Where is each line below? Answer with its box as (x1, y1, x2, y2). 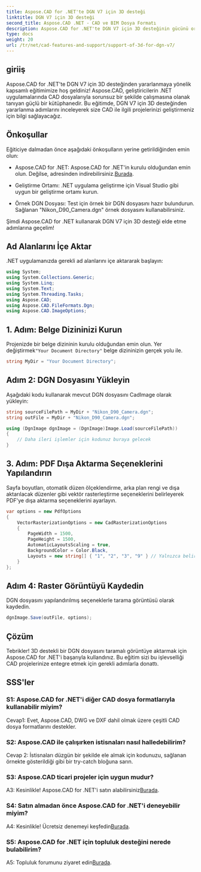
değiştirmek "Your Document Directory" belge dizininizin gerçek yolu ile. (6, 347, 183, 354)
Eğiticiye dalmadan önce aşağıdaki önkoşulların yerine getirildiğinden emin (6, 145, 190, 153)
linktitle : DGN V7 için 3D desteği (6, 14, 95, 20)
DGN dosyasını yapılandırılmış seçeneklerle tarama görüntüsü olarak (6, 597, 175, 604)
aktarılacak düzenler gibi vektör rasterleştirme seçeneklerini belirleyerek (6, 490, 184, 498)
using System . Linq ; (6, 280, 55, 286)
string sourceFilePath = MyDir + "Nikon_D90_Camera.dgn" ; (6, 409, 154, 415)
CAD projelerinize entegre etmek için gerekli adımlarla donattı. (6, 660, 159, 667)
